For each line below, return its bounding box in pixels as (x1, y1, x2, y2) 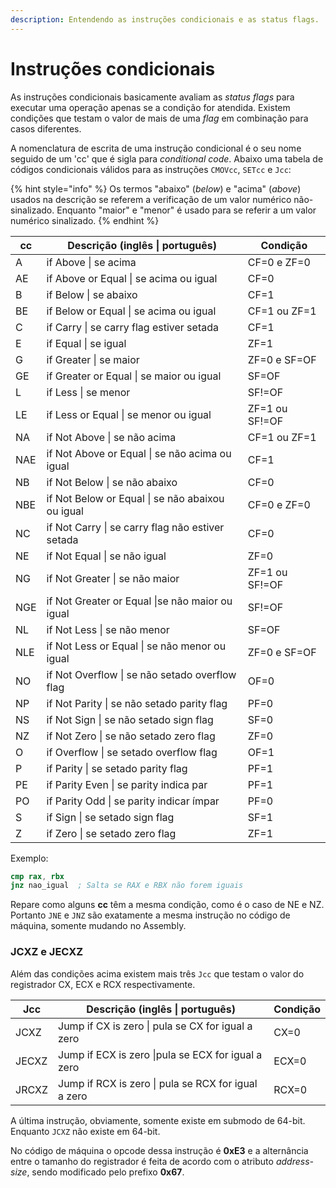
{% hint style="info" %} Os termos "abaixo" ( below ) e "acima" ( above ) (10, 182, 302, 195)
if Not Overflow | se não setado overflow (46, 667, 237, 681)
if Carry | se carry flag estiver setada (46, 320, 219, 334)
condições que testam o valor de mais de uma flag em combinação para (10, 112, 309, 124)
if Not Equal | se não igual (46, 549, 167, 563)
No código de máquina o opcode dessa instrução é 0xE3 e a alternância (10, 1144, 309, 1156)
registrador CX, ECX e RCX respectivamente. (10, 978, 196, 990)
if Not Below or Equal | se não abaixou (46, 491, 225, 505)
